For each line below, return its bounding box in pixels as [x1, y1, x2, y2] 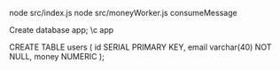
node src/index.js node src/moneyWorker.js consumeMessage [9, 8, 237, 18]
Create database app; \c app [9, 25, 114, 35]
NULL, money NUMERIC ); [9, 51, 105, 61]
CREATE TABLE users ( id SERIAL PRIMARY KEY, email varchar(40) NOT [9, 42, 272, 52]
